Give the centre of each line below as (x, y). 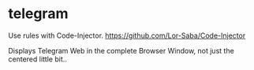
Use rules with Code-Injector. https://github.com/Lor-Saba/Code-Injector (127, 35)
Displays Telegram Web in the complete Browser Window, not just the (121, 50)
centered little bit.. (37, 59)
